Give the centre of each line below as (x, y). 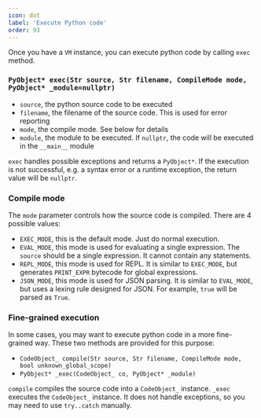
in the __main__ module (57, 145)
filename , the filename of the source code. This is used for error (123, 112)
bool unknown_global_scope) (65, 366)
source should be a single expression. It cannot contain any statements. (135, 255)
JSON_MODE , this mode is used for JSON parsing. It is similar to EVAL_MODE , (136, 280)
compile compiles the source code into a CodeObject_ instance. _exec (119, 389)
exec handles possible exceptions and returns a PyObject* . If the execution (129, 161)
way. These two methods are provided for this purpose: (125, 343)
